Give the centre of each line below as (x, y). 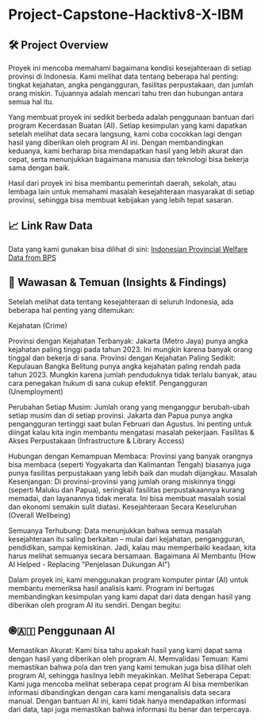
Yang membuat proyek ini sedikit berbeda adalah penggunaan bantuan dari (131, 117)
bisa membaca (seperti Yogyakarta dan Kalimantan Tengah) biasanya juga (130, 464)
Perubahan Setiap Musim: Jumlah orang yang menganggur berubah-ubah (129, 407)
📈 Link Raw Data (50, 226)
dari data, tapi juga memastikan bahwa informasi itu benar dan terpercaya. (130, 709)
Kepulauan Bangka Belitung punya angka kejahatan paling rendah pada (125, 366)
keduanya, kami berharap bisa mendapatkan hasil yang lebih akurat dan (126, 151)
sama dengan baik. (39, 168)
